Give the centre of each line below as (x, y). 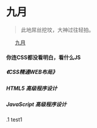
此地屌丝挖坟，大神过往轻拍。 (57, 30)
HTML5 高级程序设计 (32, 88)
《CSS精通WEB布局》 (32, 72)
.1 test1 (14, 120)
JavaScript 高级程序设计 (36, 104)
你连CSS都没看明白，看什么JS (44, 57)
